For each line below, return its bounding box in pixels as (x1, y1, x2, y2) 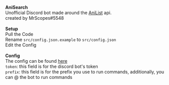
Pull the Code (5, 31, 34, 37)
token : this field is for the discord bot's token (5, 63, 99, 69)
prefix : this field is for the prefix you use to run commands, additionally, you (5, 69, 164, 75)
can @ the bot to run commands (5, 74, 72, 80)
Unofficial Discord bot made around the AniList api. (5, 10, 112, 16)
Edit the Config (5, 42, 36, 48)
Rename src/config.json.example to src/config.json (5, 36, 116, 42)
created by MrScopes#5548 (5, 15, 64, 21)
